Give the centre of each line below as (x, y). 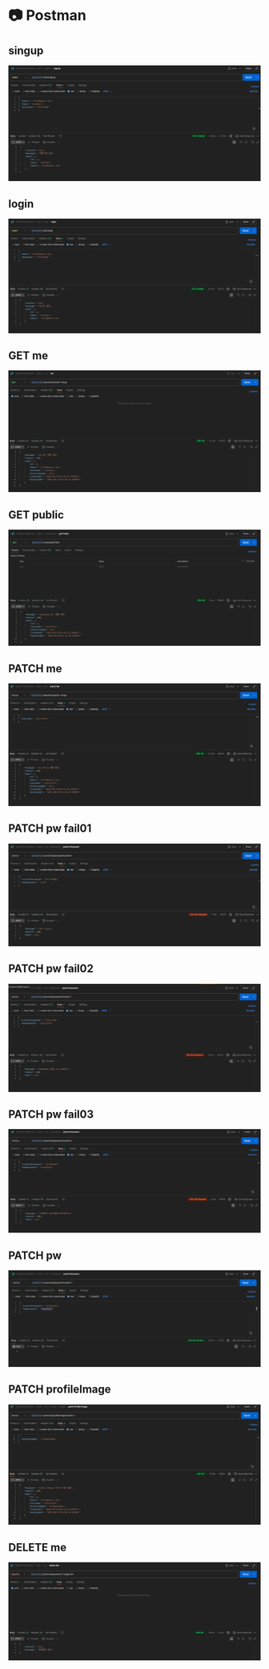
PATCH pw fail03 (51, 1115)
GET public (36, 515)
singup (26, 50)
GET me (28, 355)
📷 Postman (47, 16)
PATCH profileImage (60, 1390)
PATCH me (35, 669)
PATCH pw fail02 (51, 969)
